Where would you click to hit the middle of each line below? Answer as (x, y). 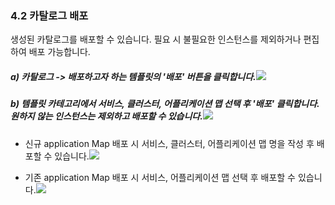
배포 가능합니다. (59, 52)
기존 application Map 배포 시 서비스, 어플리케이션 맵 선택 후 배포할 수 (160, 177)
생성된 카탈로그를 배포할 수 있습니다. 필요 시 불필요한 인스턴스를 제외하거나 (156, 39)
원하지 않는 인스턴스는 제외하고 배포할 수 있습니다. (106, 116)
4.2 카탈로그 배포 (49, 15)
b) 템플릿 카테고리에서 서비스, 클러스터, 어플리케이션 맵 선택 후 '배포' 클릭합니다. (165, 104)
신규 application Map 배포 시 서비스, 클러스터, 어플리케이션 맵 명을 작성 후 (169, 143)
